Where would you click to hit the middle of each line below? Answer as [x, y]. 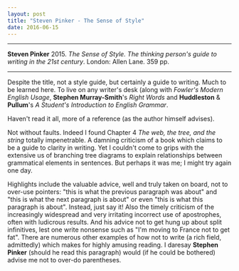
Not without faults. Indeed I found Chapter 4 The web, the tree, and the [111, 133]
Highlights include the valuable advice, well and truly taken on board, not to [118, 184]
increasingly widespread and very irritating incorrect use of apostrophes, [115, 215]
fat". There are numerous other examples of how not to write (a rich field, [115, 237]
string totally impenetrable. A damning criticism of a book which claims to [115, 140]
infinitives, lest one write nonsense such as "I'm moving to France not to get [118, 230]
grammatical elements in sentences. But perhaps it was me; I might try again [119, 163]
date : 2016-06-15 [33, 27]
